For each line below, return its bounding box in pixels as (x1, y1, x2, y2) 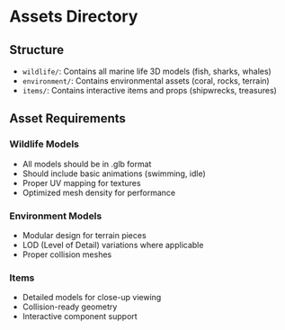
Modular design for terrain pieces (22, 229, 147, 240)
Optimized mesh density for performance (22, 187, 176, 198)
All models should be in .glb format (22, 158, 152, 169)
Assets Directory (9, 6, 138, 27)
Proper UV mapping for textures (22, 177, 141, 188)
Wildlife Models (9, 138, 79, 150)
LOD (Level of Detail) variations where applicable (22, 239, 204, 250)
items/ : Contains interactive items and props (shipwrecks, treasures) (22, 85, 277, 95)
